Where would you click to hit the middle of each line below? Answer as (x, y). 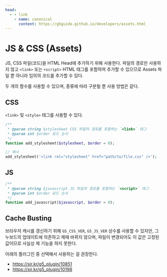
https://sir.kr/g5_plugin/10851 (42, 264)
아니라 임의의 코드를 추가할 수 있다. (50, 76)
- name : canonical (33, 19)
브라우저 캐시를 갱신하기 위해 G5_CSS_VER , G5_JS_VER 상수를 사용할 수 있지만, (79, 231)
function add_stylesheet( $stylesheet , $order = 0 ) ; (60, 143)
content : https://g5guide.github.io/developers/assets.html (82, 24)
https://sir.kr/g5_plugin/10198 (42, 269)
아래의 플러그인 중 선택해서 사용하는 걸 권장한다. (52, 254)
